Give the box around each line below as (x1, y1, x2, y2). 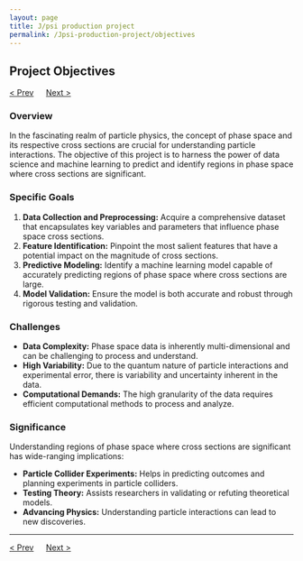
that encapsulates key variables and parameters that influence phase (22, 221, 280, 232)
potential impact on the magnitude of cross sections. (22, 250, 219, 261)
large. (22, 279, 44, 290)
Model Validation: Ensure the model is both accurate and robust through (22, 288, 293, 299)
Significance (9, 421, 67, 433)
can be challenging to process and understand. (22, 351, 198, 362)
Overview (9, 110, 53, 123)
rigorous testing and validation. (22, 298, 138, 308)
